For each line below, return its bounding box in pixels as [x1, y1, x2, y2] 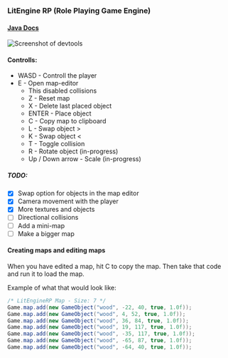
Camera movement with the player [17, 197, 119, 205]
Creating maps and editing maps [7, 246, 106, 255]
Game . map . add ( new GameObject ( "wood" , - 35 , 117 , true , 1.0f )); [7, 330, 195, 337]
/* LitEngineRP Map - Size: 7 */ [7, 297, 107, 305]
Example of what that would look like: [7, 283, 117, 292]
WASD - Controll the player [17, 71, 97, 80]
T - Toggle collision [28, 140, 85, 148]
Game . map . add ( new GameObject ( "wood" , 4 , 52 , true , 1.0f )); [7, 310, 186, 317]
